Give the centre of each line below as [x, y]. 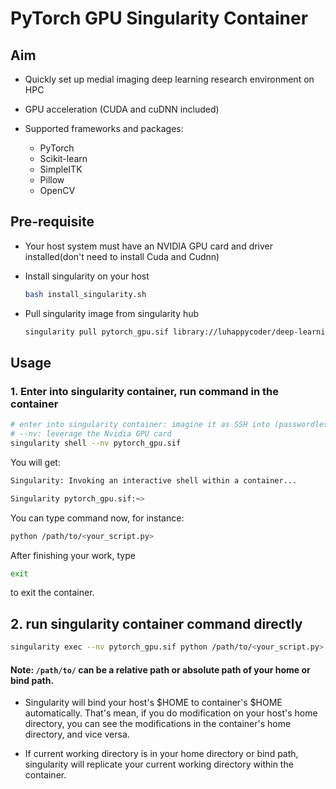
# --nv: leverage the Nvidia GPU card [91, 434]
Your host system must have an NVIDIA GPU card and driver [149, 246]
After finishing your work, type [73, 555]
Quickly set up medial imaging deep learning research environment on [169, 79]
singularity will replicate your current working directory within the [159, 764]
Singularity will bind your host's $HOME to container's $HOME [153, 703]
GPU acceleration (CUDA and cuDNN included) [122, 109]
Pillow [52, 180]
